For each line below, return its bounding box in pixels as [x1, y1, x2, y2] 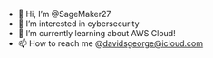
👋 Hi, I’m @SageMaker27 [17, 9, 111, 19]
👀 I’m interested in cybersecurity [17, 18, 140, 29]
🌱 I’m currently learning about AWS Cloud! [17, 28, 176, 38]
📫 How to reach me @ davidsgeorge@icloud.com [17, 38, 204, 49]
